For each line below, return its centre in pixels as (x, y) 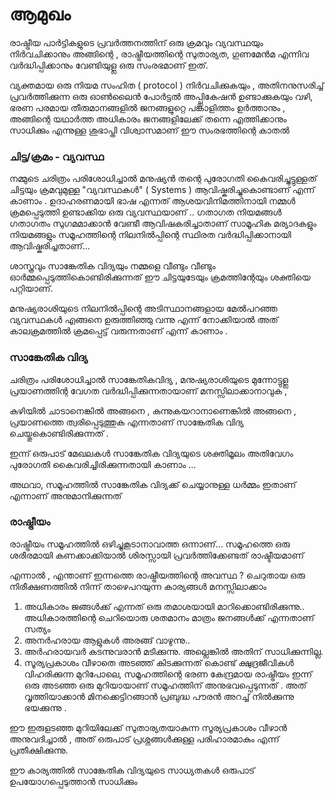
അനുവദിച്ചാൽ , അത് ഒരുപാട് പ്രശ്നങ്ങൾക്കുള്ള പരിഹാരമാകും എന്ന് (144, 739)
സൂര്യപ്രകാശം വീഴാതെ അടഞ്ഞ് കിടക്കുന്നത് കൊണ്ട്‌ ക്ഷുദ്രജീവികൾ (158, 662)
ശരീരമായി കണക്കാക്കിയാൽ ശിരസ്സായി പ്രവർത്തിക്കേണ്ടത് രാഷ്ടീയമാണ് (156, 555)
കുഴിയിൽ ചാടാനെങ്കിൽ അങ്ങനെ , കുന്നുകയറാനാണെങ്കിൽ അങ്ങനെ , (153, 410)
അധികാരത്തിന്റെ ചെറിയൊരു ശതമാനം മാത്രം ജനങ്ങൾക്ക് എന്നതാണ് (169, 617)
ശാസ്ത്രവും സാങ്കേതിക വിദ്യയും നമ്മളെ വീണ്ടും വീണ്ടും (112, 266)
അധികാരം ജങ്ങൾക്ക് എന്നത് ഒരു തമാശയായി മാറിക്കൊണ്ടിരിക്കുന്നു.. (164, 606)
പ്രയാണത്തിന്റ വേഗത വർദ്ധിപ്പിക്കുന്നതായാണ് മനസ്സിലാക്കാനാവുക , (148, 390)
